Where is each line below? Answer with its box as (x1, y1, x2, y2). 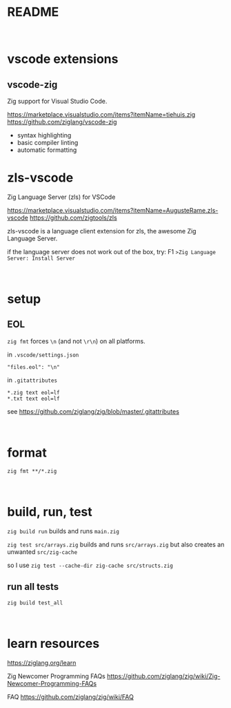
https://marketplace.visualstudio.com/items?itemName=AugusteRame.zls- (7, 206, 219, 214)
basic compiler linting (17, 138, 79, 146)
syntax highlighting (17, 131, 72, 139)
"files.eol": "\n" (7, 363, 60, 370)
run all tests (7, 581, 59, 593)
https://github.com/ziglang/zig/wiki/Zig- (106, 671, 221, 680)
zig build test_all (7, 599, 63, 606)
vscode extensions (7, 51, 119, 67)
